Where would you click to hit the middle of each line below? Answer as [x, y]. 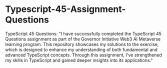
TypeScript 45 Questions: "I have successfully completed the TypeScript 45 [83, 33]
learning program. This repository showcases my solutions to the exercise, [82, 44]
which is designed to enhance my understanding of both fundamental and [81, 49]
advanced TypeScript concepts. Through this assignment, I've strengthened [84, 55]
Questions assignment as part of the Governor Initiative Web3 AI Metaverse [83, 39]
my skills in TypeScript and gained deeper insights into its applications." [79, 60]
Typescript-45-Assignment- [65, 9]
